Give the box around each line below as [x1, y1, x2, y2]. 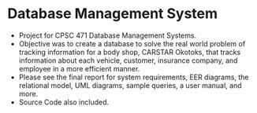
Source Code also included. [18, 97, 110, 107]
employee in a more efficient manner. [18, 64, 140, 73]
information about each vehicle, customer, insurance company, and [18, 56, 238, 65]
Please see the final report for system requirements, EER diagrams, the [18, 72, 249, 82]
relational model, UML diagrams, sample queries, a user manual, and [18, 80, 242, 90]
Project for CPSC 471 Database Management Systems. [18, 31, 197, 40]
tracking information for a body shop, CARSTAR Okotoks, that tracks [18, 47, 241, 56]
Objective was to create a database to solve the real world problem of [18, 38, 246, 48]
